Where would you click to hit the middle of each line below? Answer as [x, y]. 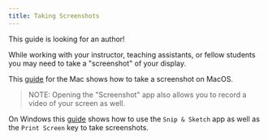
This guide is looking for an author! [67, 39]
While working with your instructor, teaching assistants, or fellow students [132, 54]
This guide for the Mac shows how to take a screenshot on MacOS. [121, 78]
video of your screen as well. [77, 103]
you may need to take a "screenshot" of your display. [97, 63]
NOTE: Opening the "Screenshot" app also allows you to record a [137, 95]
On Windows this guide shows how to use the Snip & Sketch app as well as [134, 119]
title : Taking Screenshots [54, 16]
